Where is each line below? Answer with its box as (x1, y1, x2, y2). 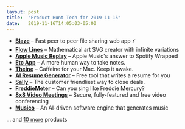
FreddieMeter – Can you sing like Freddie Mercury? (15, 85, 145, 92)
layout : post (6, 9, 40, 15)
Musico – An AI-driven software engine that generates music (15, 104, 169, 111)
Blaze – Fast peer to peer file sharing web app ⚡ (15, 37, 136, 44)
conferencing (15, 98, 49, 105)
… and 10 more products (6, 116, 68, 124)
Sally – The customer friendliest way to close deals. (15, 78, 145, 86)
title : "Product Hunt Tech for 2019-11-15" (6, 15, 121, 21)
